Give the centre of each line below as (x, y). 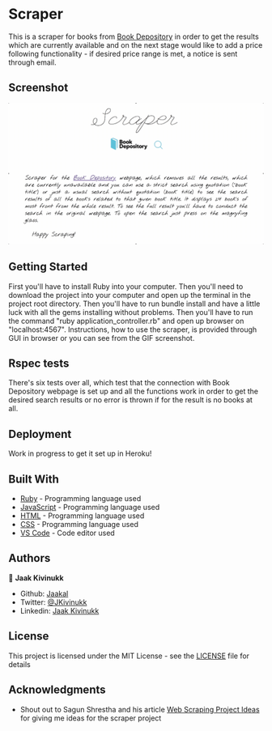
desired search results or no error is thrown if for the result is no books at (131, 400)
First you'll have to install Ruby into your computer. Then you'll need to (126, 286)
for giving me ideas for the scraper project (91, 718)
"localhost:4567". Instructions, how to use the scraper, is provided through (133, 329)
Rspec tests (39, 364)
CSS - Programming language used (79, 525)
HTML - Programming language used (82, 516)
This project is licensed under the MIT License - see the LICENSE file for (129, 656)
